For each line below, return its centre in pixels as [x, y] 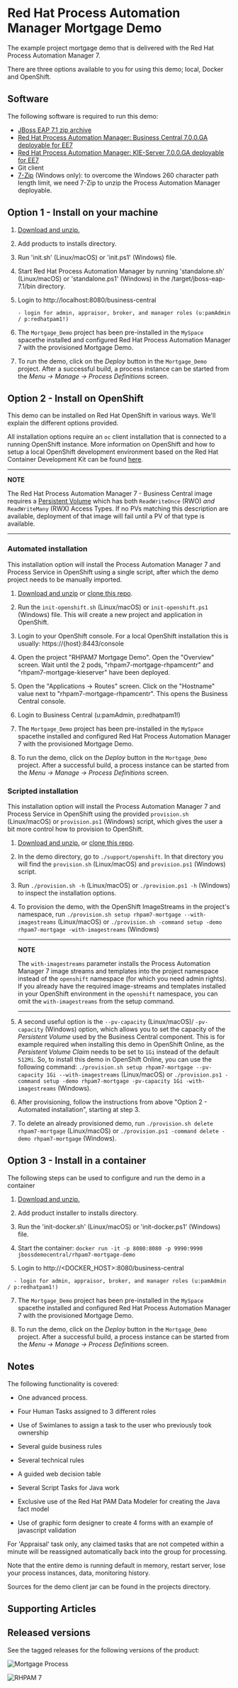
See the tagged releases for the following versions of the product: [103, 1650]
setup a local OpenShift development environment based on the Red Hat [113, 452]
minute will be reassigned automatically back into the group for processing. [117, 1551]
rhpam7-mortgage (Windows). [75, 1138]
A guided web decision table [59, 1474]
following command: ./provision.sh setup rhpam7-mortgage [105, 1067]
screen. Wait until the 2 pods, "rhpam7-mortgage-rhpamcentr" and [115, 665]
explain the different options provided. [63, 423]
